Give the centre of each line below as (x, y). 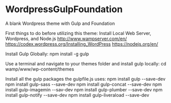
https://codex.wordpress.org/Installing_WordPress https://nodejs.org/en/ (82, 44)
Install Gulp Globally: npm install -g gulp (47, 54)
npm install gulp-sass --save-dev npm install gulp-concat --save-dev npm (84, 84)
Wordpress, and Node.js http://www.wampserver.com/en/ (66, 39)
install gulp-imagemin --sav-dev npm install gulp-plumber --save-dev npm (84, 89)
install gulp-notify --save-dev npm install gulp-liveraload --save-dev (77, 95)
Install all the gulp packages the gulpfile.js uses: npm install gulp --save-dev (86, 79)
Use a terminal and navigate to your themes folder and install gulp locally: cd (86, 63)
